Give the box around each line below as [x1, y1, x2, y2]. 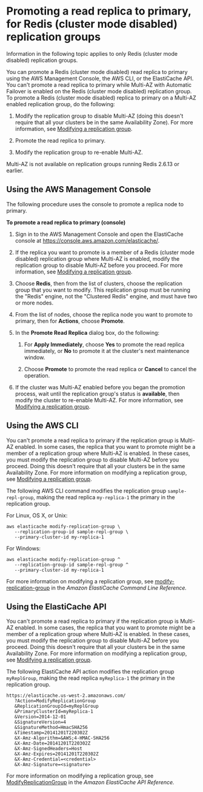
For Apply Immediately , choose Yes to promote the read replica [24, 341, 185, 348]
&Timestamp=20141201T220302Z [14, 730, 88, 736]
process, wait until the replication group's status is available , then [15, 390, 180, 397]
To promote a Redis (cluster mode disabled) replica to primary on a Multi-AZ [6, 94, 197, 101]
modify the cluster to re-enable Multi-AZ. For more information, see [15, 396, 184, 404]
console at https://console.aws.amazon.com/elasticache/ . [15, 237, 160, 244]
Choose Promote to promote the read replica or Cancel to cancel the [24, 365, 197, 372]
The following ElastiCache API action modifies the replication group [6, 668, 175, 676]
